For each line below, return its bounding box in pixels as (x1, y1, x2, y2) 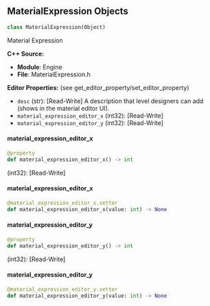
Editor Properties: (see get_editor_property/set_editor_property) (7, 83, 190, 91)
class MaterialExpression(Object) (7, 23, 106, 30)
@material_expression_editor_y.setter (7, 285, 118, 293)
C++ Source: (7, 50, 45, 58)
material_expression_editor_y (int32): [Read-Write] (16, 118, 163, 127)
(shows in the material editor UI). (16, 104, 110, 112)
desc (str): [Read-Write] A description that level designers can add (16, 96, 204, 105)
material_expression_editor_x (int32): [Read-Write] (16, 111, 163, 120)
